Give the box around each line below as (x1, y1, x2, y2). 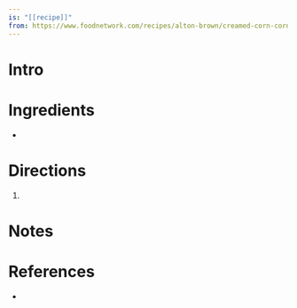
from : (8, 21, 28, 30)
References (8, 261, 95, 281)
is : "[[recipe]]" (8, 12, 73, 22)
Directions (8, 161, 86, 180)
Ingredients (8, 99, 95, 120)
